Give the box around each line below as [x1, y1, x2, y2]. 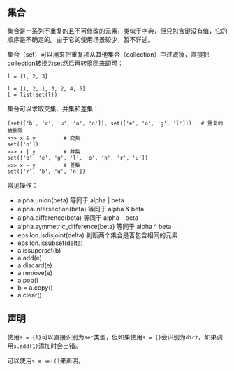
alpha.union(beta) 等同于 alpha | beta [17, 195, 124, 204]
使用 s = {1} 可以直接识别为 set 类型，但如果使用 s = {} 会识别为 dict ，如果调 [7, 332, 224, 341]
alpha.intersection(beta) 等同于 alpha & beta [17, 204, 145, 213]
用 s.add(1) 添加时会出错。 [7, 342, 82, 350]
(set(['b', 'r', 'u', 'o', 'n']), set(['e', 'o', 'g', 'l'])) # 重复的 [7, 120, 224, 127]
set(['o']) [7, 141, 39, 148]
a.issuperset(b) [17, 246, 61, 254]
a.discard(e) [17, 261, 52, 269]
